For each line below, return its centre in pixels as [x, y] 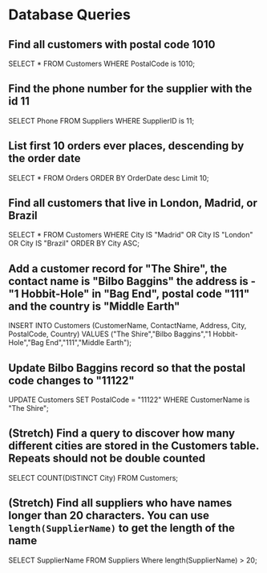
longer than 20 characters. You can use [109, 516]
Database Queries [69, 15]
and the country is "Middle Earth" [94, 306]
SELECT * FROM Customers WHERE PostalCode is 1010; [102, 63]
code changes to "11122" [71, 380]
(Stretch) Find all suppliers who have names [120, 503]
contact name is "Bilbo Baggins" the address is [128, 281]
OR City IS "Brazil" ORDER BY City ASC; [74, 243]
